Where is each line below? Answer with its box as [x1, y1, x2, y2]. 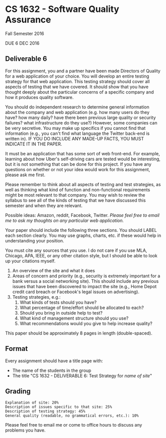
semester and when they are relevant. [5, 203, 83, 209]
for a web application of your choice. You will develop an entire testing [5, 73, 150, 79]
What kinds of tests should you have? [19, 299, 97, 305]
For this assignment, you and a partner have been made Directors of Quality [5, 68, 161, 74]
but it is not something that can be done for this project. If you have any [5, 161, 152, 167]
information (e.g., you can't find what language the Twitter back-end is [5, 130, 150, 136]
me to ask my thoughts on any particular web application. [5, 218, 124, 223]
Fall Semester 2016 [5, 30, 45, 36]
